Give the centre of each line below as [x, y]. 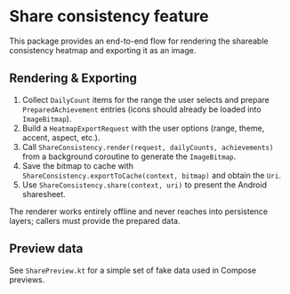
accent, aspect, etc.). [61, 137]
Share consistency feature [109, 16]
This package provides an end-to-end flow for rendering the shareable [139, 41]
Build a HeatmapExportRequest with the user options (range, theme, [143, 128]
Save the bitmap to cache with [78, 165]
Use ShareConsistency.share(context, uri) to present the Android [145, 185]
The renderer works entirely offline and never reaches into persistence [139, 211]
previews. [27, 279]
